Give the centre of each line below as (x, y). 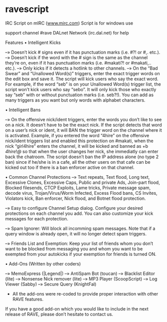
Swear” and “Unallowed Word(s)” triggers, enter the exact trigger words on (82, 73)
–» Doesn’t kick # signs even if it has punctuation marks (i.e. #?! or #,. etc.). (83, 52)
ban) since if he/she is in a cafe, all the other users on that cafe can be (78, 162)
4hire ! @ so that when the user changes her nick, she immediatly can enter (82, 151)
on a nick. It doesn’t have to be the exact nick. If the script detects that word (83, 125)
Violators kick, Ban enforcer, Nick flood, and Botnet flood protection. (75, 198)
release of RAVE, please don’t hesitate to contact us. (59, 314)
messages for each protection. (37, 218)
